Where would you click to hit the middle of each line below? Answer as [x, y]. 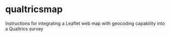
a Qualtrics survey [24, 28]
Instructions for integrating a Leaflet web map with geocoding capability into [85, 23]
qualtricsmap [34, 9]
